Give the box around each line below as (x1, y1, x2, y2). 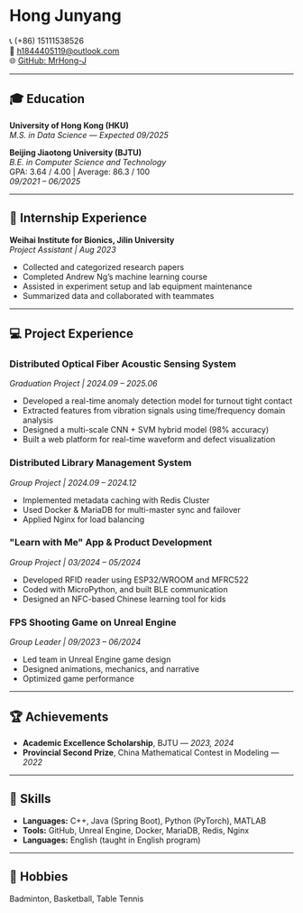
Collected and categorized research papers (22, 261, 185, 272)
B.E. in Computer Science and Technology (9, 156, 167, 167)
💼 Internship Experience (9, 210, 147, 226)
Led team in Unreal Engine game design (22, 654, 171, 665)
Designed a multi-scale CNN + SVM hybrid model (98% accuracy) (22, 424, 269, 435)
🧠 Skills (9, 791, 51, 806)
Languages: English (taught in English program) (22, 834, 201, 845)
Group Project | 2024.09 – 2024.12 (9, 477, 137, 488)
